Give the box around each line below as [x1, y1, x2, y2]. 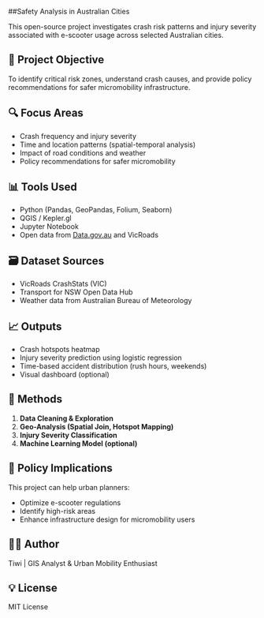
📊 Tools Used [8, 181, 77, 194]
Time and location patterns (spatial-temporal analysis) [19, 140, 196, 149]
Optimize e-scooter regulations [19, 497, 121, 508]
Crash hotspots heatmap [19, 345, 100, 354]
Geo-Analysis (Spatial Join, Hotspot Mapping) [19, 421, 174, 431]
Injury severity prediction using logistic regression [19, 353, 183, 362]
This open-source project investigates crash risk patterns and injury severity [8, 22, 257, 31]
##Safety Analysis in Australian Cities [8, 7, 130, 16]
